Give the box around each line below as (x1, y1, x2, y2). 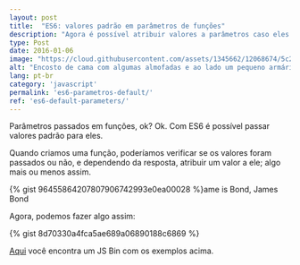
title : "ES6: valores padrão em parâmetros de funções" (9, 21, 226, 30)
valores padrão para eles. (9, 131, 104, 141)
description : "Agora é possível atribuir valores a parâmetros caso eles (9, 30, 290, 38)
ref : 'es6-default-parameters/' (9, 96, 129, 106)
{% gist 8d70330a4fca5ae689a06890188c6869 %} (9, 228, 200, 239)
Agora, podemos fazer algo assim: (9, 211, 136, 222)
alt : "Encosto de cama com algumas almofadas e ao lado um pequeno (9, 64, 266, 73)
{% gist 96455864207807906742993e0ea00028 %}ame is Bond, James (9, 184, 279, 195)
